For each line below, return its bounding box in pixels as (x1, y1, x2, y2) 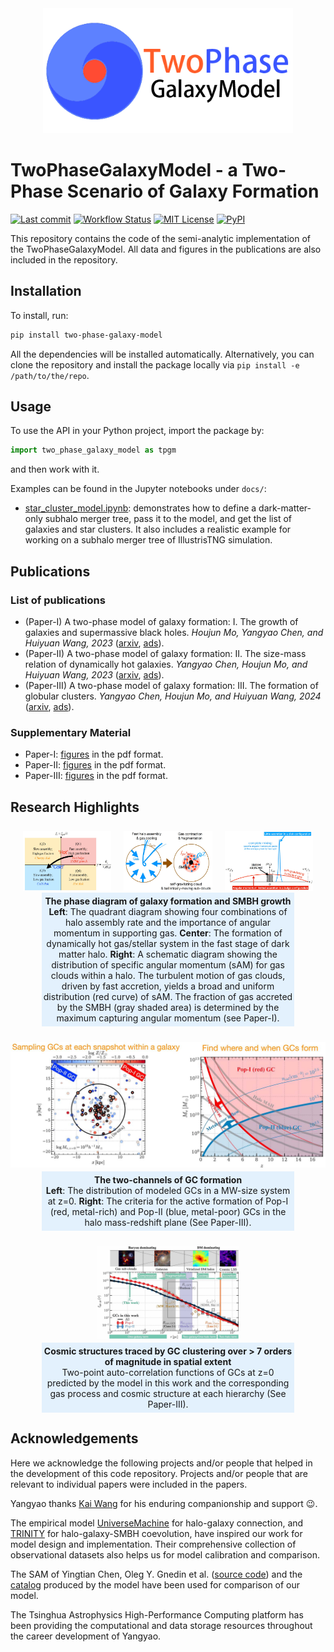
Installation (10, 283, 82, 300)
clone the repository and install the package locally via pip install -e (10, 358, 300, 371)
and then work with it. (10, 463, 100, 476)
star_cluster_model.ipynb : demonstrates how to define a (24, 502, 257, 514)
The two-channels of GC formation (93, 1173, 243, 1186)
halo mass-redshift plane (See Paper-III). (84, 1216, 252, 1228)
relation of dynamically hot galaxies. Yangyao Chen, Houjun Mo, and (24, 658, 308, 670)
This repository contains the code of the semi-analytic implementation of (10, 232, 311, 244)
